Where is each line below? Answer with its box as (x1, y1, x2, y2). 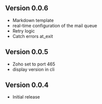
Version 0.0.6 (5, 4, 48, 12)
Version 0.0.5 (5, 47, 48, 56)
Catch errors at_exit (12, 33, 53, 39)
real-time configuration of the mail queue (12, 22, 97, 28)
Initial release (12, 94, 40, 100)
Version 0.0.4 (5, 81, 49, 89)
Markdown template (12, 17, 54, 23)
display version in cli (12, 66, 55, 72)
